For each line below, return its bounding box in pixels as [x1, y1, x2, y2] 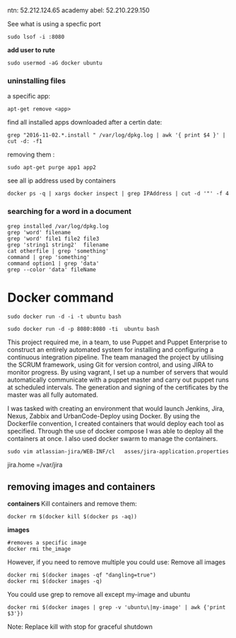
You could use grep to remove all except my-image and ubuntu [7, 591, 191, 599]
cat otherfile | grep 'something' [7, 247, 110, 254]
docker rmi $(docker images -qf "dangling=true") [7, 571, 157, 579]
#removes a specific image [7, 540, 87, 547]
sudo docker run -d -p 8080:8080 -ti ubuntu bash [7, 325, 160, 332]
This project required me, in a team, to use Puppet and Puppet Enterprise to [7, 338, 228, 346]
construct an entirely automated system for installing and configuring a [7, 345, 214, 353]
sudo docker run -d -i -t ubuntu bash [7, 313, 122, 320]
